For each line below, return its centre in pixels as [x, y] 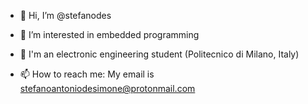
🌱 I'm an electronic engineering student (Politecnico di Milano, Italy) [159, 54]
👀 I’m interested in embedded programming [109, 34]
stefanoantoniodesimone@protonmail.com [107, 88]
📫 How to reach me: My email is [87, 74]
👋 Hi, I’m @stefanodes [65, 15]
